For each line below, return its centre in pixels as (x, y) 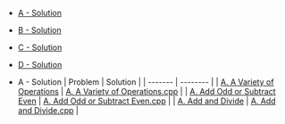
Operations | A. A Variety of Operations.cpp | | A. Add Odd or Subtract (147, 91)
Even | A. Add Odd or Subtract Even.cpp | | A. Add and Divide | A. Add (147, 101)
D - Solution (40, 65)
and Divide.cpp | (48, 110)
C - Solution (40, 47)
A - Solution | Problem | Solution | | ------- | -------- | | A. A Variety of (146, 82)
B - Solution (39, 30)
